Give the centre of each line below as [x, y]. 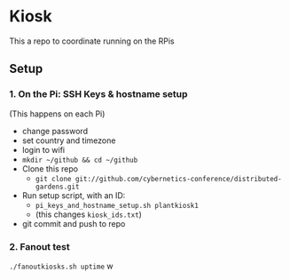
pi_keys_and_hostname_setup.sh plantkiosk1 [117, 205]
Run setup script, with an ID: [74, 195]
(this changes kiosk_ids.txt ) [88, 214]
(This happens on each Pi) [57, 114]
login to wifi [43, 149]
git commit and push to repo [74, 223]
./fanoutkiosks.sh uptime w [61, 266]
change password [55, 131]
